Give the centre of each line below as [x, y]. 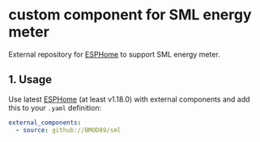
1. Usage [30, 79]
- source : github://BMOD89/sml [68, 130]
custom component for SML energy [130, 15]
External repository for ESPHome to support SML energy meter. [114, 54]
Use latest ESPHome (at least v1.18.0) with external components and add [129, 99]
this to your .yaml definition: [55, 107]
